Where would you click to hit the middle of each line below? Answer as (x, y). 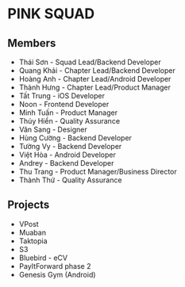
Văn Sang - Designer (53, 129)
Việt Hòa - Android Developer (67, 155)
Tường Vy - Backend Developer (70, 146)
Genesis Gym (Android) (57, 274)
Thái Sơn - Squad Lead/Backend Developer (90, 62)
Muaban (33, 232)
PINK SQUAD (51, 14)
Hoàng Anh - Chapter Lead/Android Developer (95, 79)
